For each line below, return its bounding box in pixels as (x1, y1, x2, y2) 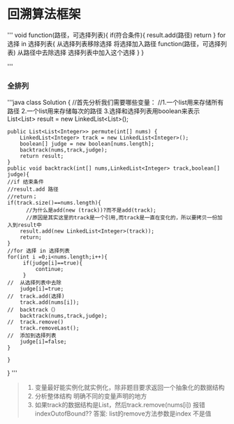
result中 (17, 221, 42, 229)
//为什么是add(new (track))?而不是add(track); (25, 207, 156, 214)
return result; (20, 153, 64, 160)
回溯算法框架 (7, 6, 82, 22)
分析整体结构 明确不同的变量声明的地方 (34, 392, 147, 400)
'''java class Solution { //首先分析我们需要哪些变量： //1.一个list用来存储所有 (7, 98, 224, 107)
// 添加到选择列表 (7, 332, 57, 339)
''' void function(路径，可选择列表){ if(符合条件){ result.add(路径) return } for (7, 31, 226, 39)
